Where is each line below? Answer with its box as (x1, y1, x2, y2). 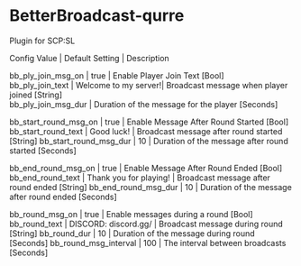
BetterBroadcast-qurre (9, 5, 185, 26)
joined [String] (9, 89, 63, 100)
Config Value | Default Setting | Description (9, 52, 169, 63)
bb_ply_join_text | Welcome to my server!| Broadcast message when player (9, 79, 288, 90)
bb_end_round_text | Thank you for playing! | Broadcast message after (9, 172, 270, 183)
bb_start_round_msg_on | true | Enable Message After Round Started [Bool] (9, 116, 289, 127)
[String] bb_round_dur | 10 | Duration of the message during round (9, 227, 255, 239)
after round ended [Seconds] (9, 191, 117, 202)
